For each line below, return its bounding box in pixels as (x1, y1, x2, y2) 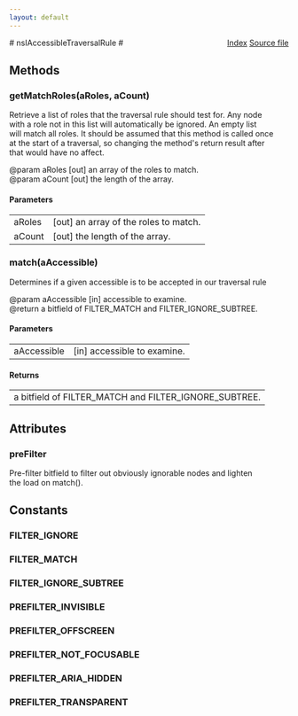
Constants (9, 502, 68, 518)
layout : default (9, 12, 69, 22)
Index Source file (227, 37, 289, 48)
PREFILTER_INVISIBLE (9, 600, 106, 612)
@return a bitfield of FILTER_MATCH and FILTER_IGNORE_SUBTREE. (9, 303, 259, 314)
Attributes (9, 421, 67, 436)
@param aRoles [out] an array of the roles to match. (9, 165, 200, 175)
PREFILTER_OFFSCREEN (9, 624, 115, 636)
